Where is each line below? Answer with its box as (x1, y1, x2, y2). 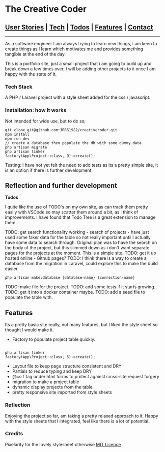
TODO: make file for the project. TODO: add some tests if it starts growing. (5, 284, 156, 290)
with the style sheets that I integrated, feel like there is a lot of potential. (5, 418, 150, 424)
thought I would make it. (5, 327, 54, 333)
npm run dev (5, 136, 29, 141)
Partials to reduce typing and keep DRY (12, 368, 92, 374)
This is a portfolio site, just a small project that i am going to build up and (5, 60, 152, 66)
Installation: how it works (5, 107, 67, 114)
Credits (5, 430, 23, 437)
